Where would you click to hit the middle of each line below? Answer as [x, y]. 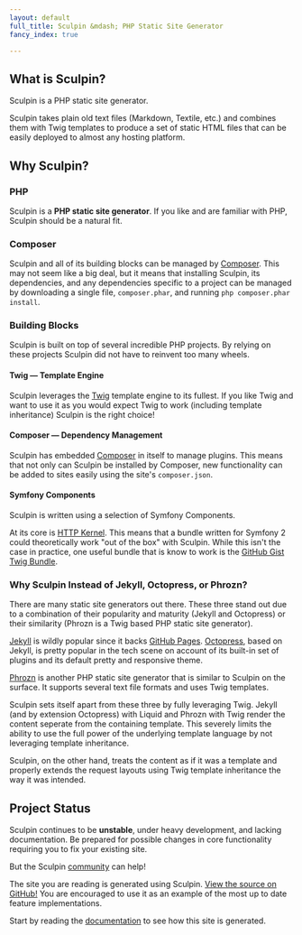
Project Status [50, 808]
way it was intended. [48, 780]
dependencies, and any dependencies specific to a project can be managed [151, 283]
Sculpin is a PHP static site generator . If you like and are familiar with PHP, [149, 211]
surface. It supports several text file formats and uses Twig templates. [139, 688]
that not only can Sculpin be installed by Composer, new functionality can [146, 465]
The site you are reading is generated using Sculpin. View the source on [143, 884]
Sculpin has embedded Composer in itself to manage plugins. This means [146, 455]
